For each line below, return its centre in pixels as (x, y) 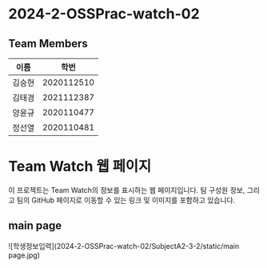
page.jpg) (24, 255)
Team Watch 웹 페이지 (80, 167)
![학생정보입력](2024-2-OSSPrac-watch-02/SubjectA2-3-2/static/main (124, 246)
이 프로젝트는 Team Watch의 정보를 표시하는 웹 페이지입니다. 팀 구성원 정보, (127, 190)
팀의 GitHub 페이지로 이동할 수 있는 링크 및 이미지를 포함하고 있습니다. (126, 200)
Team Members (48, 44)
